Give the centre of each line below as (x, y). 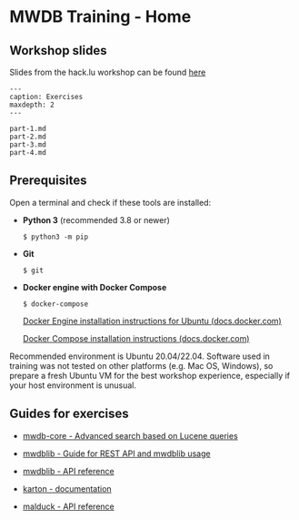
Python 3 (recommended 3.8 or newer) (96, 219)
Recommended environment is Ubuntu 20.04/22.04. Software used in (140, 356)
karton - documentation (67, 488)
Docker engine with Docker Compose (95, 287)
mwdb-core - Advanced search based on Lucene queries (130, 435)
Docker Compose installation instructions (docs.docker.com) (136, 338)
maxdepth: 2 (32, 105)
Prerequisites (48, 181)
